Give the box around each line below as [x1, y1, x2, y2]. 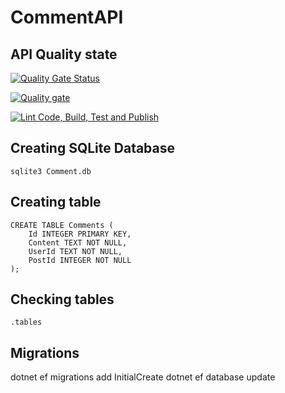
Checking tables [10, 291, 115, 308]
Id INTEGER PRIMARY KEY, [28, 229, 132, 239]
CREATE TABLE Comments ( [10, 220, 114, 230]
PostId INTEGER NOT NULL [28, 255, 132, 265]
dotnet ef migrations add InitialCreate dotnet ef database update [10, 371, 276, 383]
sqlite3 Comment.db [10, 166, 92, 176]
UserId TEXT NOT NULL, [28, 246, 123, 256]
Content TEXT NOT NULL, [28, 237, 128, 248]
